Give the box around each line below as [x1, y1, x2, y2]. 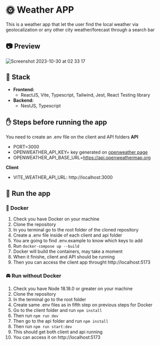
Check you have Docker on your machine [13, 216, 100, 222]
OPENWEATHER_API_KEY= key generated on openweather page [13, 149, 148, 155]
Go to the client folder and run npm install [13, 307, 102, 313]
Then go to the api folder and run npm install [13, 318, 108, 324]
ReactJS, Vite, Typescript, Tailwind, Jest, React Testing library [20, 92, 150, 98]
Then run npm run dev [13, 312, 59, 319]
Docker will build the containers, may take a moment [13, 248, 123, 254]
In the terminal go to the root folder [13, 297, 87, 303]
